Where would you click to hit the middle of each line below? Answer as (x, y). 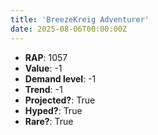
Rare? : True (49, 121)
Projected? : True (60, 100)
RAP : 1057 (46, 57)
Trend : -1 (43, 89)
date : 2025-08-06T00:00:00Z (69, 29)
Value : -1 (43, 68)
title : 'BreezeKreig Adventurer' (80, 19)
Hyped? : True (53, 110)
